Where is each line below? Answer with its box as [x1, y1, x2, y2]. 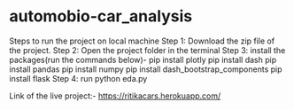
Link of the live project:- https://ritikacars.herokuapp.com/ [9, 90, 221, 101]
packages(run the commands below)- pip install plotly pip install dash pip [9, 54, 277, 65]
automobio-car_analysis [9, 6, 193, 27]
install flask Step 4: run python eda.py [9, 73, 148, 83]
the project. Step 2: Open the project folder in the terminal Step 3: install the [9, 44, 286, 55]
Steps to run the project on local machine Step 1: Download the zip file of [9, 35, 275, 46]
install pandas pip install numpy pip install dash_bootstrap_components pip [9, 64, 282, 75]
